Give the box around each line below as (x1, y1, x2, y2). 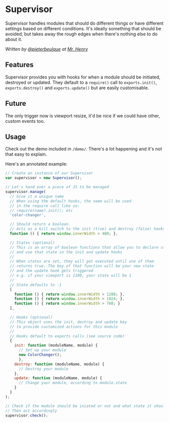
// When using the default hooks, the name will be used (10, 198, 132, 203)
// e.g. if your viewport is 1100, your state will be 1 (10, 273, 132, 278)
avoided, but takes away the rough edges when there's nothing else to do (5, 31, 158, 37)
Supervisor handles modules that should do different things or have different (5, 20, 164, 26)
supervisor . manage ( (5, 189, 46, 194)
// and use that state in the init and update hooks (10, 249, 123, 255)
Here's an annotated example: (5, 161, 68, 167)
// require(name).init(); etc (10, 208, 73, 213)
